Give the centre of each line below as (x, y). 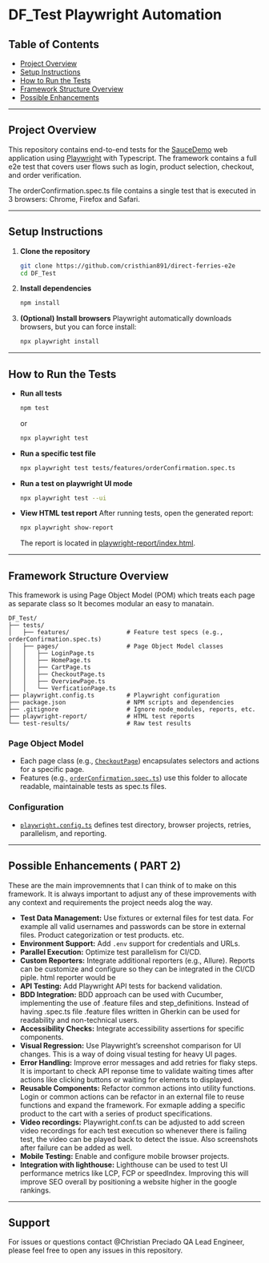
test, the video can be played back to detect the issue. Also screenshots (139, 1139)
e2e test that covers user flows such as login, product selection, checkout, (131, 167)
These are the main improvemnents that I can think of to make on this (122, 885)
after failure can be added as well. (76, 1148)
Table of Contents (54, 44)
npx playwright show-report (66, 528)
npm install (40, 303)
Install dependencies (56, 288)
